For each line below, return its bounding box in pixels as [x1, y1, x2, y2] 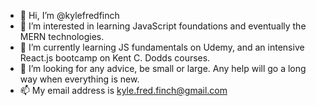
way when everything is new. [19, 73, 140, 85]
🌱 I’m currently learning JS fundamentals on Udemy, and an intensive [19, 41, 305, 53]
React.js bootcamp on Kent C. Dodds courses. [19, 52, 211, 64]
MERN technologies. [19, 31, 105, 42]
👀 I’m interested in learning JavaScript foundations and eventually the [19, 20, 307, 32]
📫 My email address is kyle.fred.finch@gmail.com [19, 85, 228, 96]
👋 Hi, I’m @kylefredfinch [19, 10, 120, 21]
